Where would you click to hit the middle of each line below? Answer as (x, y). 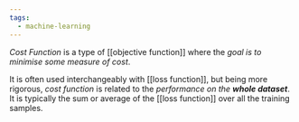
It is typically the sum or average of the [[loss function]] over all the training (150, 98)
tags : (19, 18)
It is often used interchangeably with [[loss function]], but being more (139, 79)
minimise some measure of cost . (70, 61)
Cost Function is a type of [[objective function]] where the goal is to (135, 52)
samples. (26, 108)
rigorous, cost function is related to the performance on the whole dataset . (150, 89)
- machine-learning (54, 26)
